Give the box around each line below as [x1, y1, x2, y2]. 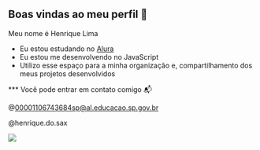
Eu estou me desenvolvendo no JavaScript [19, 52, 159, 61]
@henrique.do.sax [8, 118, 68, 127]
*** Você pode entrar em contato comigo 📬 [8, 84, 152, 94]
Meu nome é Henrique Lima [8, 28, 98, 38]
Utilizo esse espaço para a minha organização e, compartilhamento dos [19, 60, 253, 70]
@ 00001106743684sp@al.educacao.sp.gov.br [8, 103, 159, 112]
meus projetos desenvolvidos [19, 68, 116, 79]
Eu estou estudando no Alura [19, 44, 114, 53]
